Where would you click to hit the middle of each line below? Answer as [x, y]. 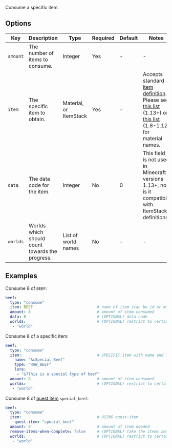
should [37, 238]
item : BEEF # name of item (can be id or [85, 307]
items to [38, 60]
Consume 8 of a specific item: [37, 336]
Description [43, 38]
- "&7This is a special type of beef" [58, 374]
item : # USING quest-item [74, 417]
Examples [21, 276]
